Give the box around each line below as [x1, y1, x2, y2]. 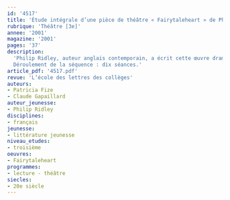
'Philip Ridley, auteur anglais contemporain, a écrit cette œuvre [13, 55, 210, 62]
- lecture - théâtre [7, 170, 66, 177]
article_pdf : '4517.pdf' [7, 67, 78, 74]
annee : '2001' [7, 29, 48, 36]
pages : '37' [7, 42, 41, 49]
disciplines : [7, 112, 44, 119]
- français [7, 118, 38, 126]
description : [7, 49, 44, 56]
